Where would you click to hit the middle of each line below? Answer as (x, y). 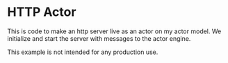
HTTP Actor (42, 12)
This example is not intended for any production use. (83, 52)
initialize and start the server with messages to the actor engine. (99, 38)
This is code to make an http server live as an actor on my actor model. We (114, 31)
